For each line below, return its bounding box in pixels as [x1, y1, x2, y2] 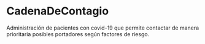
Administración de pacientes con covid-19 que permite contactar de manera [6, 24, 199, 31]
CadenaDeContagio [6, 4, 109, 18]
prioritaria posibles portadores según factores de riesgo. [6, 30, 150, 37]
